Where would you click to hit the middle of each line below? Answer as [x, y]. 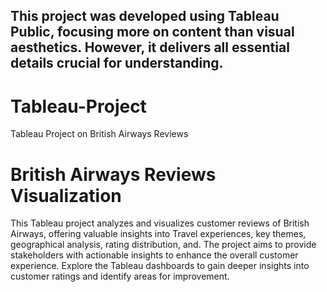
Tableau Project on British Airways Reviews [99, 134]
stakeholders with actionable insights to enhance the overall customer [154, 255]
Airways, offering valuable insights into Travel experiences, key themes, [158, 234]
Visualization [66, 195]
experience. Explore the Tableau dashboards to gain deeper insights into [160, 266]
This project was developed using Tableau [145, 16]
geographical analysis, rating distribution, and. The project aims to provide [163, 245]
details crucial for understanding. [117, 63]
